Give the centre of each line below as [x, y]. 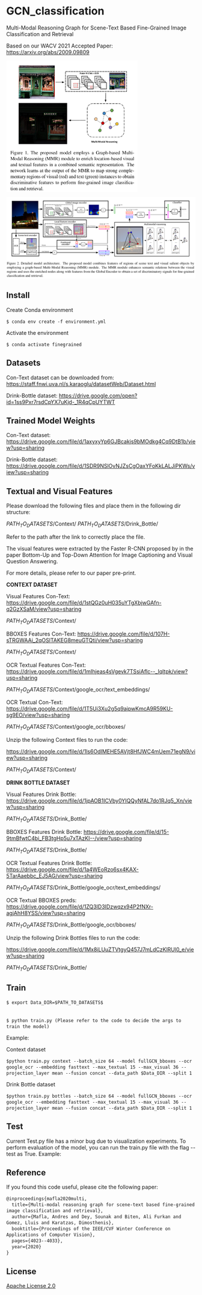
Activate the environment [38, 332]
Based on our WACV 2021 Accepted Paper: [60, 46]
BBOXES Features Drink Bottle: [44, 831]
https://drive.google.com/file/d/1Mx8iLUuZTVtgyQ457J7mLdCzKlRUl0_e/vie [100, 950]
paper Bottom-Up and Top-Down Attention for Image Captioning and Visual [99, 555]
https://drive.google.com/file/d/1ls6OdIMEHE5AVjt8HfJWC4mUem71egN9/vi [101, 752]
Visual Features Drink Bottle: [41, 794]
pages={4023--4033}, [37, 1241]
